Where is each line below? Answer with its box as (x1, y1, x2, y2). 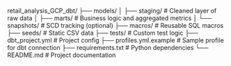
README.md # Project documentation (7, 51, 116, 59)
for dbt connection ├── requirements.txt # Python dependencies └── (7, 44, 209, 51)
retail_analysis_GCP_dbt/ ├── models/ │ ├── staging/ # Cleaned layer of (7, 7, 217, 15)
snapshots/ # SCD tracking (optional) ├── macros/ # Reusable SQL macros (7, 22, 224, 29)
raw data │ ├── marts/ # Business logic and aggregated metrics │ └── (7, 14, 212, 22)
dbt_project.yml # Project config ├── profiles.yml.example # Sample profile (7, 36, 224, 44)
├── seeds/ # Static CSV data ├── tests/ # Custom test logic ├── (7, 28, 198, 37)
